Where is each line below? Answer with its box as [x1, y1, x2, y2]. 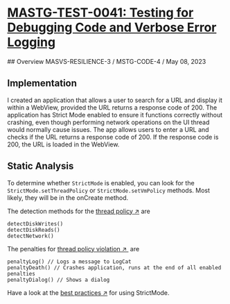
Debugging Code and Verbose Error [7, 19, 217, 35]
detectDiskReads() [7, 226, 60, 233]
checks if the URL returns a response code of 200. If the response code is [7, 133, 219, 141]
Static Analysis [7, 160, 74, 172]
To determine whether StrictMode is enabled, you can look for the [7, 178, 195, 187]
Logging [7, 35, 56, 50]
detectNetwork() [7, 233, 54, 239]
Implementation [7, 78, 78, 90]
